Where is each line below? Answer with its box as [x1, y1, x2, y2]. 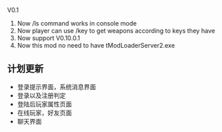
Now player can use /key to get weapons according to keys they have [17, 27, 216, 35]
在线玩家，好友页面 [17, 109, 72, 117]
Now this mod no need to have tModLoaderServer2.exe [17, 41, 175, 49]
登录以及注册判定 [17, 91, 66, 100]
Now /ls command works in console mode [17, 19, 137, 27]
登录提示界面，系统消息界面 [17, 82, 97, 91]
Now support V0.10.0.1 [17, 34, 81, 42]
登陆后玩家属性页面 [17, 100, 72, 108]
